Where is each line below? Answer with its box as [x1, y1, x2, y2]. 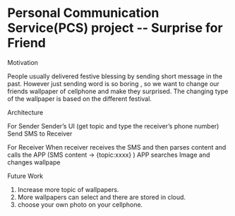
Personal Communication [7, 5, 159, 21]
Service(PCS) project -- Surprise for [7, 20, 224, 36]
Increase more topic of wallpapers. [17, 185, 119, 193]
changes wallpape [7, 157, 61, 167]
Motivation [7, 58, 39, 66]
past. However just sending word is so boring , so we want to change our [7, 79, 220, 88]
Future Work [7, 172, 44, 180]
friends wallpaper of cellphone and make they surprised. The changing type [7, 87, 229, 95]
